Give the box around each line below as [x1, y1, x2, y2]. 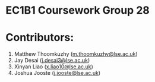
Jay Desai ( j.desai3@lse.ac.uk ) [14, 57, 90, 64]
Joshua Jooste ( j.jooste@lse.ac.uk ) [14, 70, 101, 77]
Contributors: [5, 31, 74, 45]
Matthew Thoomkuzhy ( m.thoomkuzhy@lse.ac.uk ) [14, 51, 138, 58]
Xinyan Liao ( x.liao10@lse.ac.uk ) [14, 63, 93, 70]
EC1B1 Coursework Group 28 [5, 4, 150, 17]
